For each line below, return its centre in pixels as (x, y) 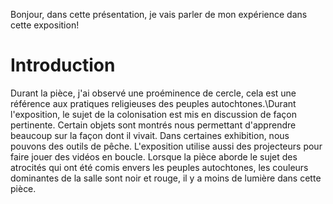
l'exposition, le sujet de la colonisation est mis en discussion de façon (153, 114)
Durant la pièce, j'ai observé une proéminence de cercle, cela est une (153, 93)
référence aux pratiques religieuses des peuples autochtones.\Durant (153, 103)
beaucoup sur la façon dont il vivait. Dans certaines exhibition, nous (150, 135)
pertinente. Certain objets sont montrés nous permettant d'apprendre (153, 125)
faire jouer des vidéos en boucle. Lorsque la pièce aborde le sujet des (154, 156)
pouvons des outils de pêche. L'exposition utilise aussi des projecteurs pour (166, 146)
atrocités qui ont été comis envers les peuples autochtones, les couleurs (159, 167)
